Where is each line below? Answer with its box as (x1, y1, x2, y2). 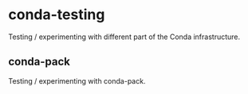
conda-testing (8, 6, 105, 24)
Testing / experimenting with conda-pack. (8, 76, 146, 85)
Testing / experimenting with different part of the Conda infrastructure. (8, 32, 241, 41)
